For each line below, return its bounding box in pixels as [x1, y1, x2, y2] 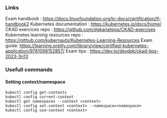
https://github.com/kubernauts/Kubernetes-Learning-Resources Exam [5, 37, 152, 43]
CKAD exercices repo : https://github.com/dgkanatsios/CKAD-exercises [5, 26, 156, 33]
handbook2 [5, 21, 29, 27]
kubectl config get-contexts [5, 90, 67, 95]
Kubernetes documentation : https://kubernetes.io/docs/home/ [30, 21, 161, 27]
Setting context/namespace [5, 78, 66, 85]
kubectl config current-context [5, 95, 74, 100]
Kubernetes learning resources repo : [5, 32, 84, 38]
